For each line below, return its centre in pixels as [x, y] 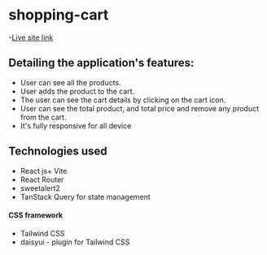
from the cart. [43, 117]
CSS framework [36, 215]
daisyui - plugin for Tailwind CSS [75, 242]
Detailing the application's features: [101, 63]
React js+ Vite [44, 171]
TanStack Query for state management [85, 197]
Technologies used [58, 151]
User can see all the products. [71, 82]
